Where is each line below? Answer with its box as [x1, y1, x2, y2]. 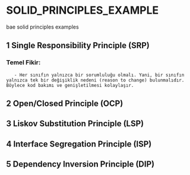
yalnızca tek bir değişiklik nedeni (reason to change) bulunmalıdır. [6, 77, 185, 83]
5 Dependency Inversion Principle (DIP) [6, 159, 155, 170]
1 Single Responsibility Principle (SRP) [6, 40, 150, 51]
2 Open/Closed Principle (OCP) [6, 99, 123, 109]
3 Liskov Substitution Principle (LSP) [6, 118, 144, 129]
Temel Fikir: [6, 58, 41, 67]
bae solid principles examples [6, 23, 79, 30]
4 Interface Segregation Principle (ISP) [6, 139, 152, 149]
